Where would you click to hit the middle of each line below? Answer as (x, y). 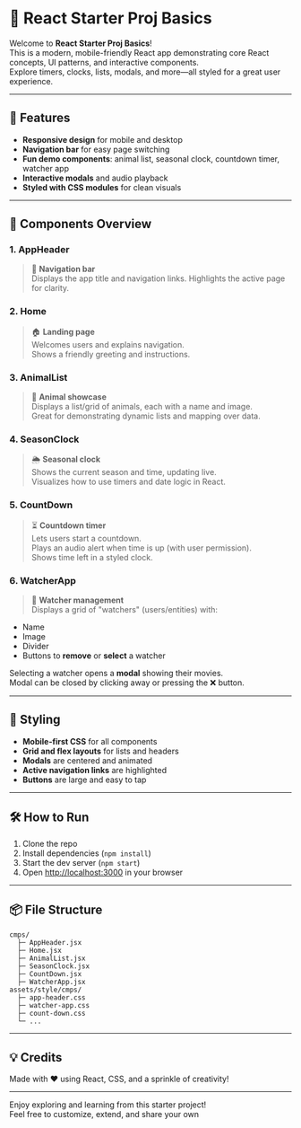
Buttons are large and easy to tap (84, 780)
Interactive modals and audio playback (95, 178)
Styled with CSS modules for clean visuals (102, 187)
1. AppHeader (39, 250)
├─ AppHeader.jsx (50, 943)
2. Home (28, 312)
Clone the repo (50, 843)
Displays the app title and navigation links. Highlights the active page (158, 278)
